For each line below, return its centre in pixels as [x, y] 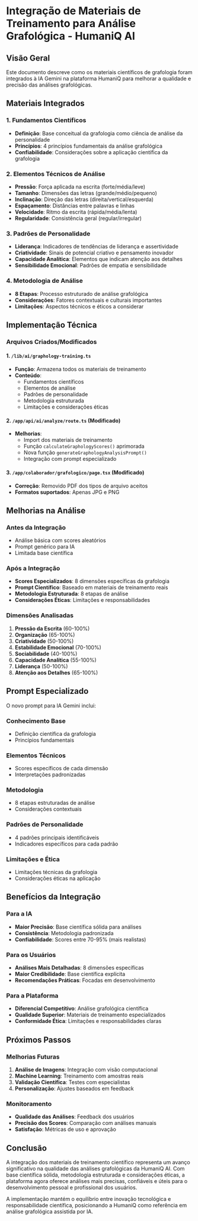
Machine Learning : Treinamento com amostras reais [79, 1076]
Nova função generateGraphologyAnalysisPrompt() [85, 452]
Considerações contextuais [48, 809]
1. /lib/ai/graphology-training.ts [49, 356]
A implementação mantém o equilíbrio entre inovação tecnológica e [89, 1199]
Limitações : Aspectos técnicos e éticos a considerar [79, 306]
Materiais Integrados [45, 103]
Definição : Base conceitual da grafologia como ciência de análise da [99, 133]
